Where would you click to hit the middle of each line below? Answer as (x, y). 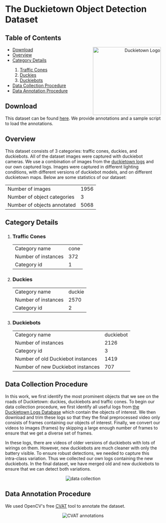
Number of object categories (41, 197)
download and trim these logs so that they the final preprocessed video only (83, 417)
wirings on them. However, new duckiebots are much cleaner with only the (81, 448)
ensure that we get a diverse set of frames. (49, 433)
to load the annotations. (29, 123)
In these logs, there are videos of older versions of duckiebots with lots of (80, 442)
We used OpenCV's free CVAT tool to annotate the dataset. (65, 506)
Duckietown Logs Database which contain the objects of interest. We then (81, 412)
